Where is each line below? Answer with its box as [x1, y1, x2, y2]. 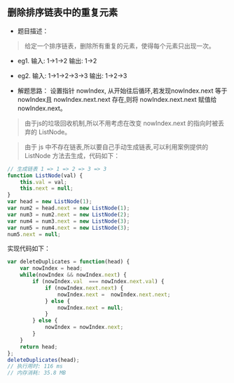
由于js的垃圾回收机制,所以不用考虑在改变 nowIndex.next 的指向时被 [24, 119, 219, 127]
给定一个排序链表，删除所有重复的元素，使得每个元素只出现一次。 [24, 41, 215, 50]
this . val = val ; [20, 178, 68, 186]
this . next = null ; [20, 185, 74, 192]
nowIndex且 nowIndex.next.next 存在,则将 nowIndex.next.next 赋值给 [17, 95, 217, 103]
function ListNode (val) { [7, 171, 83, 179]
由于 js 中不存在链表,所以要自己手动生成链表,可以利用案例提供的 [24, 143, 209, 151]
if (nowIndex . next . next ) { [44, 284, 124, 292]
